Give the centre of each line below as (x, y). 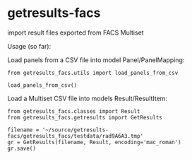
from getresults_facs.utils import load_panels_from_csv (93, 73)
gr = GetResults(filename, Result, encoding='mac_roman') (94, 142)
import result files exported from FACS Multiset (76, 33)
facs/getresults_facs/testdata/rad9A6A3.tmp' (75, 136)
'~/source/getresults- (76, 130)
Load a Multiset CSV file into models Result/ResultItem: (88, 98)
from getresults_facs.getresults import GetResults (85, 117)
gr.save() (22, 148)
